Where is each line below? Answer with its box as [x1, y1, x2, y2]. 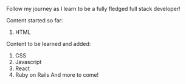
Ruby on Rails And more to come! [15, 71, 99, 78]
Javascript [15, 59, 42, 65]
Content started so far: [6, 17, 63, 24]
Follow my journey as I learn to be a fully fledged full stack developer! [6, 5, 181, 12]
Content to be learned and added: [6, 40, 91, 47]
